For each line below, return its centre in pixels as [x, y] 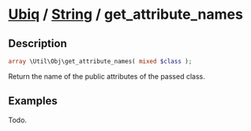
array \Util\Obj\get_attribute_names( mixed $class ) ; [100, 61]
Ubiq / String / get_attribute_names [126, 15]
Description [37, 44]
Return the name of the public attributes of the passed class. [107, 76]
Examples [33, 101]
